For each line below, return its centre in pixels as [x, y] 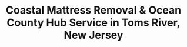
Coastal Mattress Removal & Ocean [93, 10]
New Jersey [93, 35]
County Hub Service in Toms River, [93, 23]
